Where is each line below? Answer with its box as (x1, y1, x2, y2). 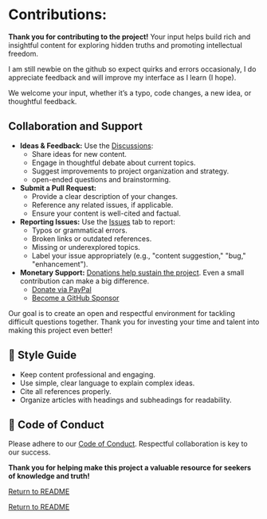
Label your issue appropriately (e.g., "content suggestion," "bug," (31, 251, 246, 260)
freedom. (8, 49, 38, 58)
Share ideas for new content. (31, 149, 128, 158)
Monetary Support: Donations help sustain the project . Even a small (19, 267, 245, 277)
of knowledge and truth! (8, 471, 90, 481)
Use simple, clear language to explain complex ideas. (19, 378, 195, 388)
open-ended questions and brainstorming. (31, 174, 171, 184)
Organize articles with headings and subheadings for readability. (19, 395, 233, 404)
